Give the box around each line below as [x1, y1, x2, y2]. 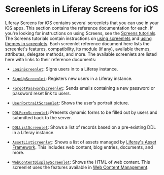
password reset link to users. [12, 90, 71, 96]
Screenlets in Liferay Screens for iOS [5, 3, 159, 15]
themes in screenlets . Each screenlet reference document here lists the [5, 40, 150, 46]
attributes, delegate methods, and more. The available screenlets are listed [5, 51, 157, 57]
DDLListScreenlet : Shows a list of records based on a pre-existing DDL [12, 124, 156, 130]
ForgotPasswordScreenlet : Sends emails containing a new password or [12, 85, 155, 91]
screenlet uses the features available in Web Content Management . [12, 164, 149, 170]
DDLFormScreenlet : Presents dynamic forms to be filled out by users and [12, 109, 158, 115]
